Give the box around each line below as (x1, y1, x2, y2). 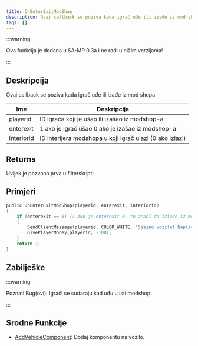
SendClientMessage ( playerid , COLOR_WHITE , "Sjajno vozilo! (27, 224, 176, 230)
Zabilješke (6, 262, 45, 272)
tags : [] (6, 19, 28, 25)
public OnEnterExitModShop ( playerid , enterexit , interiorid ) (6, 202, 160, 208)
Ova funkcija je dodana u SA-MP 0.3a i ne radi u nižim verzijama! (6, 47, 163, 54)
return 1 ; (16, 241, 41, 247)
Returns (6, 154, 37, 164)
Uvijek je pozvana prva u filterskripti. (6, 170, 95, 177)
